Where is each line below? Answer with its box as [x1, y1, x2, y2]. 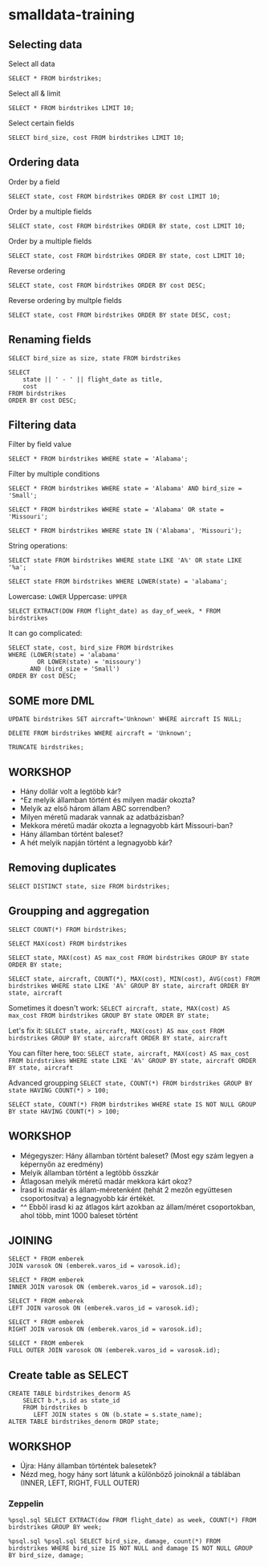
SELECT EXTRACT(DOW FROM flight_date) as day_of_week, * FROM [8, 607, 221, 616]
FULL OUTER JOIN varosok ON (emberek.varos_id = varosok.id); [8, 1347, 221, 1355]
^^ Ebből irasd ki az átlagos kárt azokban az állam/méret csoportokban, [19, 1202, 256, 1212]
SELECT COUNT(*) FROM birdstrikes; [8, 925, 128, 933]
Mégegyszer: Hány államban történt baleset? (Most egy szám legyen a [19, 1151, 254, 1160]
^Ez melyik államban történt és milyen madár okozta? [19, 795, 196, 805]
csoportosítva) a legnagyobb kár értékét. [19, 1193, 156, 1203]
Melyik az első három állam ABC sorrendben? [19, 804, 171, 814]
